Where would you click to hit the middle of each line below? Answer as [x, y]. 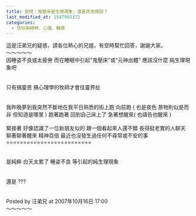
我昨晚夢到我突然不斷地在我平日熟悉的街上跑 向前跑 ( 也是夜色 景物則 [90, 107]
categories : [21, 22]
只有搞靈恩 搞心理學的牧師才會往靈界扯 [53, 87]
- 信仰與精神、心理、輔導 [38, 28]
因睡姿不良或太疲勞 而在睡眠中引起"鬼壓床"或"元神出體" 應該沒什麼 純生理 [96, 60]
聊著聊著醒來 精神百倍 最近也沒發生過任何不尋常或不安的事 [77, 135]
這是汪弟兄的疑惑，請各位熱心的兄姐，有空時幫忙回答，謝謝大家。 [86, 45]
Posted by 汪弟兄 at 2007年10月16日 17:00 [57, 201]
